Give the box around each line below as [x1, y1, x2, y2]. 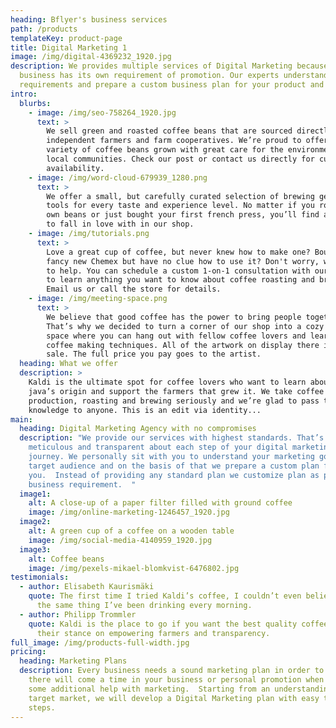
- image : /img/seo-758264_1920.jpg [28, 107, 177, 118]
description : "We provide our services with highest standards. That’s [19, 433, 325, 443]
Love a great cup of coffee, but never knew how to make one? [46, 247, 311, 257]
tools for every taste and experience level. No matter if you [46, 201, 315, 211]
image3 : [19, 544, 52, 555]
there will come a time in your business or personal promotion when [28, 675, 325, 685]
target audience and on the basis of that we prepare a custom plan [28, 461, 320, 471]
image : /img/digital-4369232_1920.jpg [10, 52, 172, 62]
